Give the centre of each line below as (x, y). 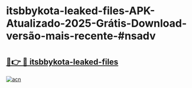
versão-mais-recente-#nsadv (81, 36)
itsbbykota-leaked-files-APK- (81, 11)
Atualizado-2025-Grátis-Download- (97, 23)
